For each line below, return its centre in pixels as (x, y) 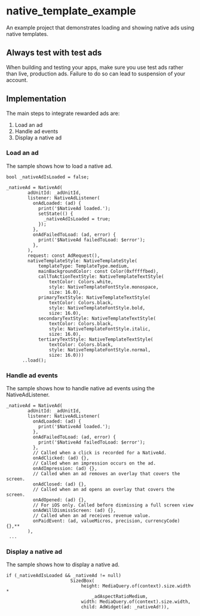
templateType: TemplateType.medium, (84, 266)
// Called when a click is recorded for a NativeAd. (100, 453)
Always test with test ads (54, 53)
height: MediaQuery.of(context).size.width (136, 586)
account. (17, 80)
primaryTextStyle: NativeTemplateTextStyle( (94, 298)
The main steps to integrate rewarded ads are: (63, 113)
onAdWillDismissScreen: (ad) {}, (74, 511)
